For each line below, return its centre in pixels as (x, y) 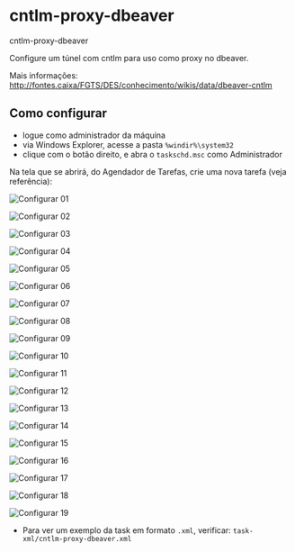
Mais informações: (44, 75)
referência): (31, 181)
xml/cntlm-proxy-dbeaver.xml (77, 538)
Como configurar (58, 113)
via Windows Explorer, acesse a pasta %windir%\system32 (128, 144)
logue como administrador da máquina (94, 135)
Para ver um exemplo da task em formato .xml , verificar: (126, 530)
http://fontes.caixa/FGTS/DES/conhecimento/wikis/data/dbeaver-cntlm (141, 85)
